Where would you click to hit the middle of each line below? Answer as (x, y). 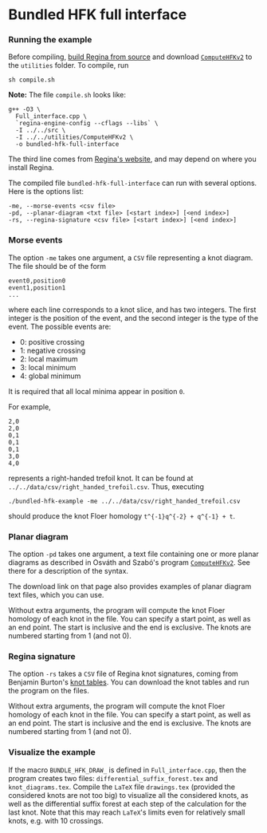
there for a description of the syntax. (69, 571)
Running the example (50, 40)
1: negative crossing (53, 350)
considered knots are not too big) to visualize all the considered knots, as (128, 795)
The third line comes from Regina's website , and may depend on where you (132, 159)
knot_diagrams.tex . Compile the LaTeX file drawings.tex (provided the (122, 787)
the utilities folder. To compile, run (69, 65)
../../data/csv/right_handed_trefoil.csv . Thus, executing (106, 486)
